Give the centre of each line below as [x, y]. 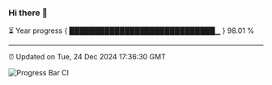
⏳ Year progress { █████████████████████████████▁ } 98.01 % [132, 30]
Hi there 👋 [28, 13]
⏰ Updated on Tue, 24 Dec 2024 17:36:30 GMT [87, 57]
